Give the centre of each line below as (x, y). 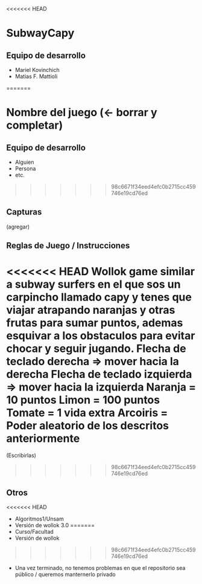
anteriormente (43, 439)
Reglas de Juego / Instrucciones (68, 246)
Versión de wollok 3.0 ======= (55, 525)
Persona (25, 168)
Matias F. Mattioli (36, 76)
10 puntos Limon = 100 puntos (83, 400)
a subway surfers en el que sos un (93, 284)
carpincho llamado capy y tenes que (99, 297)
